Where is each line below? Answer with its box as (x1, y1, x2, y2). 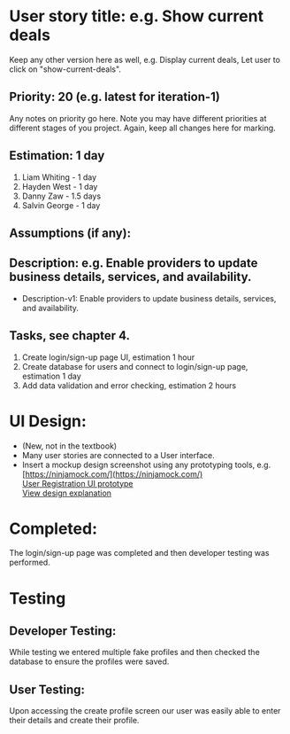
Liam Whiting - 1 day (21, 171, 97, 183)
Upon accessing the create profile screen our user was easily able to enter (9, 706, 281, 716)
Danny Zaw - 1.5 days (21, 191, 102, 201)
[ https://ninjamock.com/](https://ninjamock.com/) (21, 468, 203, 480)
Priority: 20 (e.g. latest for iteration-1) (9, 90, 221, 105)
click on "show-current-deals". (9, 64, 122, 74)
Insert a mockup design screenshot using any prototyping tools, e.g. (21, 459, 271, 470)
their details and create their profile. (9, 715, 140, 726)
